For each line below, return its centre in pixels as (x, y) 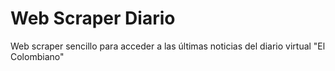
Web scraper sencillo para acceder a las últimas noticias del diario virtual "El (168, 46)
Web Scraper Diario (93, 18)
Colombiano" (37, 56)
